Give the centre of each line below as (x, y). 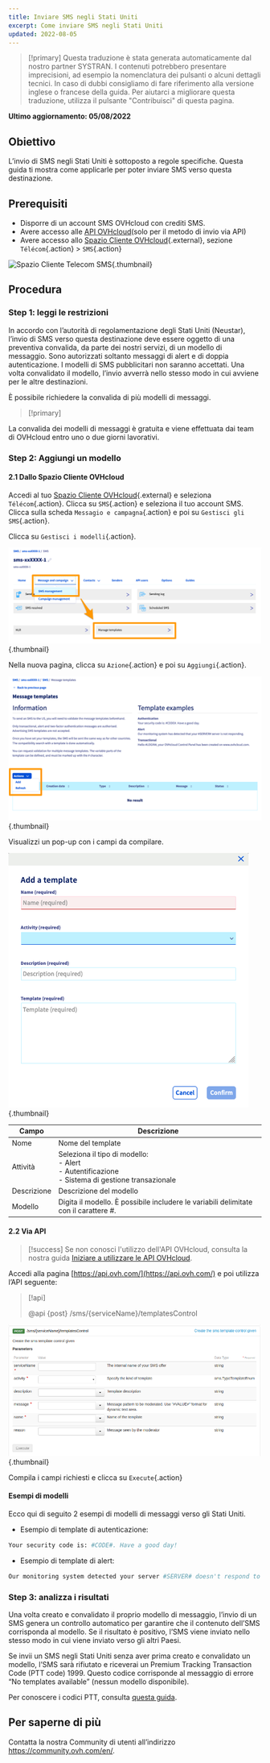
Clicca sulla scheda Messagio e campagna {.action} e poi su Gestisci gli (127, 512)
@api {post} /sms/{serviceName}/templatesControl (113, 1313)
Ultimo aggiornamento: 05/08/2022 (70, 116)
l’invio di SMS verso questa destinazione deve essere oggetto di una (122, 339)
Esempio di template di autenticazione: (84, 1530)
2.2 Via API (27, 1231)
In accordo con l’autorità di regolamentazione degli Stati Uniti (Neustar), (127, 330)
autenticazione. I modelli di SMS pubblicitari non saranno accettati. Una (127, 364)
